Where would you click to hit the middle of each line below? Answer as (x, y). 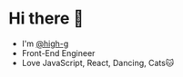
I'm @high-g (45, 43)
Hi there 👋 (46, 19)
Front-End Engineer (58, 53)
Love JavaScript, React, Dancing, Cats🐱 (98, 63)
